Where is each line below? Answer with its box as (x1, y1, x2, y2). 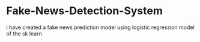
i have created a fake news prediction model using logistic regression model (6, 24, 195, 31)
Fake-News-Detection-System (6, 4, 163, 18)
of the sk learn (6, 30, 42, 37)
